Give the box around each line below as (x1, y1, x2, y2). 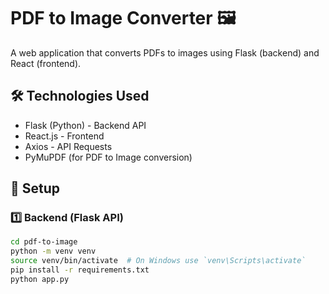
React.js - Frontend (24, 130, 105, 142)
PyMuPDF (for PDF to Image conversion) (24, 151, 193, 163)
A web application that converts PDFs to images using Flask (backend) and (10, 46, 320, 59)
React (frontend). (10, 57, 82, 69)
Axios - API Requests (24, 140, 113, 152)
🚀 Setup (10, 180, 61, 197)
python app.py (10, 274, 70, 284)
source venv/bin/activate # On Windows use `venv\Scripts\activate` (10, 256, 307, 266)
